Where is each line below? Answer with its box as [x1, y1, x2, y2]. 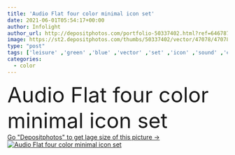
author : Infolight [7, 23, 61, 30]
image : [7, 36, 27, 43]
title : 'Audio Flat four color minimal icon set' [7, 10, 155, 17]
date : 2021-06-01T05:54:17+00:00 [7, 17, 105, 24]
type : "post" [7, 43, 45, 50]
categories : [7, 56, 42, 63]
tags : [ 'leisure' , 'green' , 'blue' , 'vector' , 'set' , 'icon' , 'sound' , [7, 50, 224, 57]
